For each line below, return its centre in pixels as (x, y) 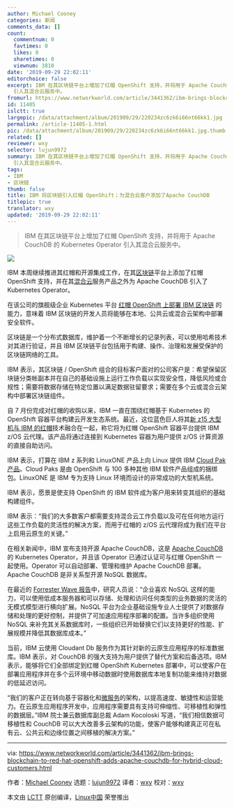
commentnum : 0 (34, 40)
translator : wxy (31, 209)
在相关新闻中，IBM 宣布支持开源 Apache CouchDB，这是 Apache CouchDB (115, 548)
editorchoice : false (37, 79)
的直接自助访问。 (32, 445)
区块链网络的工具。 (35, 354)
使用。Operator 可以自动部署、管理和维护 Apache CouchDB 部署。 (109, 566)
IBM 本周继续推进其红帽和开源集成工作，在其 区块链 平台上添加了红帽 (105, 272)
